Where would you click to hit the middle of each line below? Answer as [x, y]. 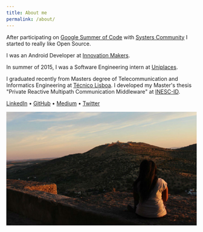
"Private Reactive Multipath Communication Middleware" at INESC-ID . [93, 91]
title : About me [27, 13]
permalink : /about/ [31, 19]
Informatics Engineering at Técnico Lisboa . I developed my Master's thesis [99, 85]
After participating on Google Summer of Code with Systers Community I [97, 37]
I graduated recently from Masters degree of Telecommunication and [92, 79]
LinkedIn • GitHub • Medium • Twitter [53, 103]
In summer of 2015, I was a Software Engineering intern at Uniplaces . [92, 67]
